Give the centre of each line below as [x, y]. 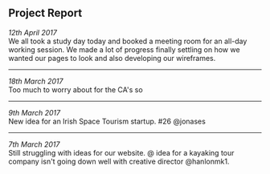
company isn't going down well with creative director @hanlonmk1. [119, 161]
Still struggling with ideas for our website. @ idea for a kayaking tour [121, 152]
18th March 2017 [36, 81]
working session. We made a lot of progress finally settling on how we [124, 49]
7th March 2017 [34, 144]
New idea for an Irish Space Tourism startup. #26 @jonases [107, 121]
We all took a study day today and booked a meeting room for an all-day [128, 41]
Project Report [45, 13]
